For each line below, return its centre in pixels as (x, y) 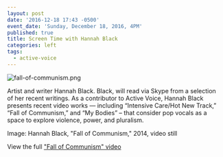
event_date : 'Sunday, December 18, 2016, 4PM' (75, 26)
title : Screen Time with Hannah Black (62, 39)
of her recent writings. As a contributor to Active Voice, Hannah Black (105, 98)
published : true (30, 33)
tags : (15, 52)
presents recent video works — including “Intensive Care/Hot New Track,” (112, 105)
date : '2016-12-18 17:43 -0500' (53, 20)
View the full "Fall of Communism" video (64, 146)
